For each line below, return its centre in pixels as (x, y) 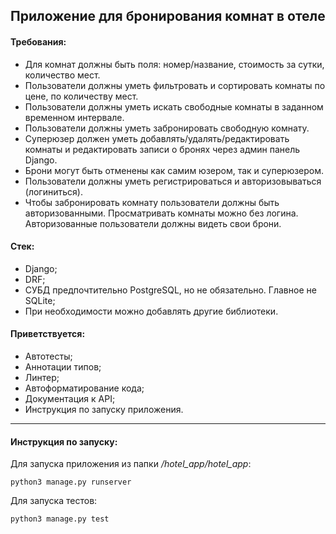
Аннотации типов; (63, 367)
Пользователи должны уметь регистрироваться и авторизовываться (173, 181)
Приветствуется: (48, 334)
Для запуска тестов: (54, 501)
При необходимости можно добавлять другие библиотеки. (151, 311)
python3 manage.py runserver (71, 482)
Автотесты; (48, 356)
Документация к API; (70, 398)
